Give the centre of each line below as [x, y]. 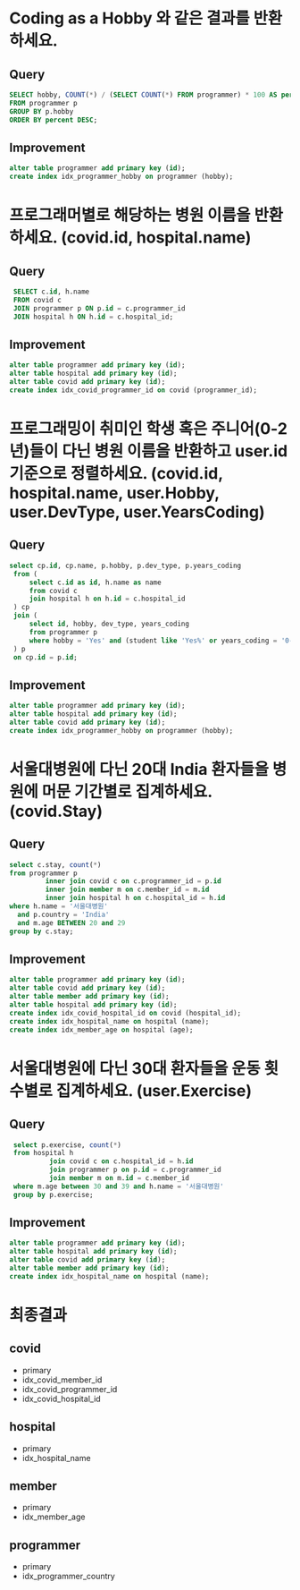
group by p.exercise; [53, 1195]
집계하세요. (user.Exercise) [154, 1090]
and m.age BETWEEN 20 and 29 [71, 923]
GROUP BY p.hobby [42, 111]
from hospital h [43, 1153]
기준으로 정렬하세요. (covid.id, [116, 474]
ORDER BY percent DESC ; [54, 120]
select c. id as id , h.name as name [96, 582]
